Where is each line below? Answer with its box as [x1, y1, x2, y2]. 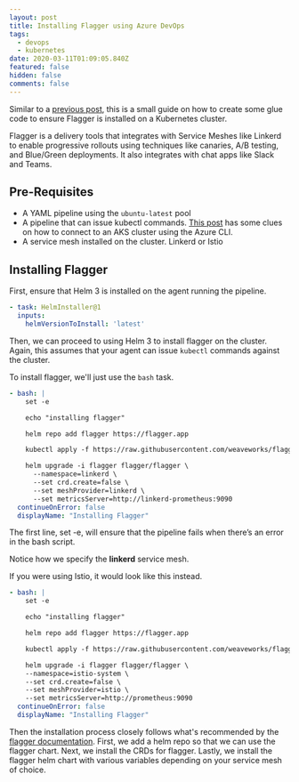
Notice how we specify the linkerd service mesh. [9, 553, 190, 565]
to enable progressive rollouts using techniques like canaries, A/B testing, [9, 140, 279, 150]
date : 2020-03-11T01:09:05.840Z [9, 54, 129, 63]
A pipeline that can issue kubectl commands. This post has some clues [21, 217, 283, 228]
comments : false [9, 79, 69, 88]
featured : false [9, 63, 69, 72]
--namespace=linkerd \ [32, 470, 117, 479]
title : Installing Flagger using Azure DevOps [9, 21, 185, 30]
